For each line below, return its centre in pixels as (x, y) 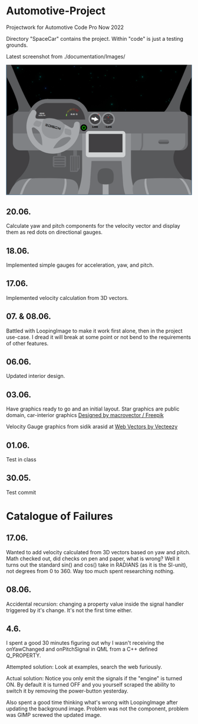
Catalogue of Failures (60, 516)
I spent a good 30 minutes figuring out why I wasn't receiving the (85, 643)
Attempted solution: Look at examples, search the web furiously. (84, 667)
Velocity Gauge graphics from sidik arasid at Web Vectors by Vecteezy (92, 426)
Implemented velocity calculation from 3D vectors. (67, 298)
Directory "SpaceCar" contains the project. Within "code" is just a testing (95, 38)
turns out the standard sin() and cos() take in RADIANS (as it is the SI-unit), (97, 565)
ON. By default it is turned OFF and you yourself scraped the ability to (91, 685)
